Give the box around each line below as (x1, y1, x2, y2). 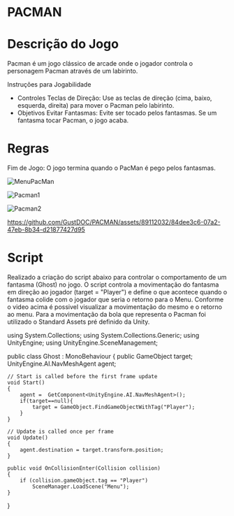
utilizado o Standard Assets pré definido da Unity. (7, 317, 150, 326)
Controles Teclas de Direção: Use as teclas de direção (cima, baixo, (17, 94, 212, 102)
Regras (7, 141, 50, 157)
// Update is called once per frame (7, 428, 114, 435)
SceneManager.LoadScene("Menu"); (32, 483, 130, 490)
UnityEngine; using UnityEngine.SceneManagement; (7, 338, 159, 347)
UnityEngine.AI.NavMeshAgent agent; (7, 359, 117, 368)
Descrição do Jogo (7, 36, 119, 52)
